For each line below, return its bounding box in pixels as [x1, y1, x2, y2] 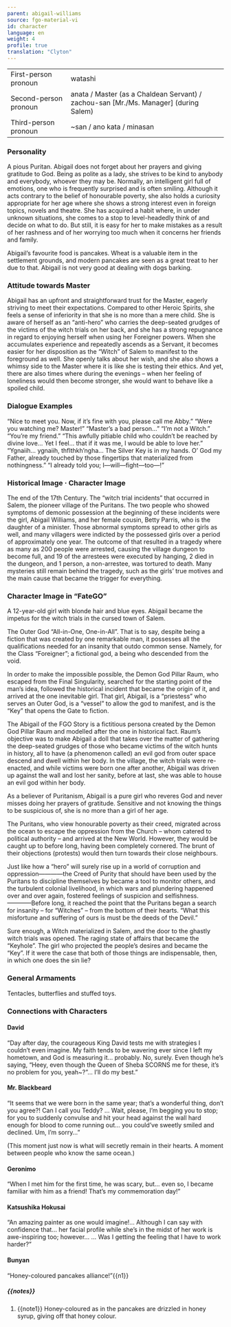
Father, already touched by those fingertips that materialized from [7, 454, 194, 462]
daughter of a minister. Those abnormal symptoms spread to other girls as [7, 523, 218, 531]
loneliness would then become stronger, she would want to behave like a [7, 376, 213, 385]
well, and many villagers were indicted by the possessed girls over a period [7, 531, 221, 539]
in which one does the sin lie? [7, 956, 91, 964]
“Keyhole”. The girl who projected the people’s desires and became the [7, 942, 208, 950]
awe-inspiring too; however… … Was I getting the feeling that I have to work [7, 1233, 221, 1241]
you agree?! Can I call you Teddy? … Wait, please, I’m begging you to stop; [7, 1106, 219, 1114]
